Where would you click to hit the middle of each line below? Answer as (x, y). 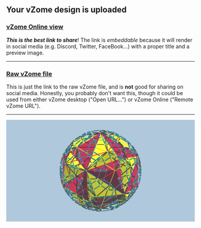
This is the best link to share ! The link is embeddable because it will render (99, 40)
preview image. (25, 53)
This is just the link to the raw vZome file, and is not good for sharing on (95, 87)
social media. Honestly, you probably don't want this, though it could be (95, 93)
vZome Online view (35, 27)
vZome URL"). (23, 106)
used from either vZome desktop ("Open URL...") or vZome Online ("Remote (100, 99)
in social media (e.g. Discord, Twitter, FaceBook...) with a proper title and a (98, 46)
